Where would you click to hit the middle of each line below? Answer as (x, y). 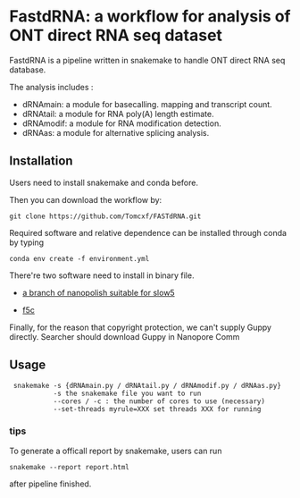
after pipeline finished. (50, 484)
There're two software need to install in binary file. (102, 275)
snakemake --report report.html (69, 467)
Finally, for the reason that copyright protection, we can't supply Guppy (141, 327)
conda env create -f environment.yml (79, 258)
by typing (27, 242)
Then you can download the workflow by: (86, 199)
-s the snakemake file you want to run (127, 393)
